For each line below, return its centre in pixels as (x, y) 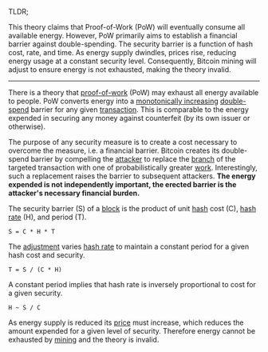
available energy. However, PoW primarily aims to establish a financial (123, 36)
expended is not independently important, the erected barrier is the (122, 184)
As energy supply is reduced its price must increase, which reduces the (126, 322)
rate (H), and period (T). (47, 217)
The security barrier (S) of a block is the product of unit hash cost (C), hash (132, 208)
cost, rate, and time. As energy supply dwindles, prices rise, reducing (122, 52)
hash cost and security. (47, 255)
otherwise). (27, 126)
